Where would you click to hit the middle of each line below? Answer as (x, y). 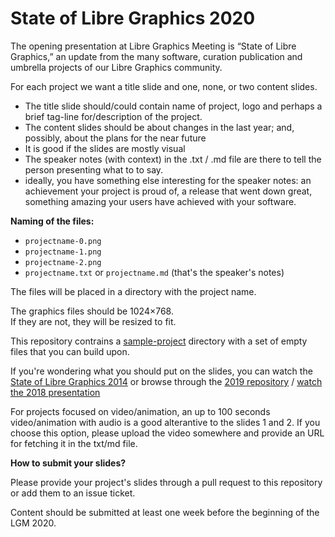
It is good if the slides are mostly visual (105, 148)
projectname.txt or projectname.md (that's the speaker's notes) (154, 272)
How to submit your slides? (68, 463)
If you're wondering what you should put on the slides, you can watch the (161, 371)
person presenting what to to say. (94, 169)
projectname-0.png (63, 241)
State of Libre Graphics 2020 (133, 18)
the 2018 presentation (55, 392)
